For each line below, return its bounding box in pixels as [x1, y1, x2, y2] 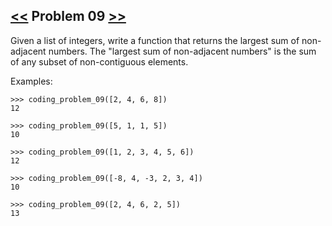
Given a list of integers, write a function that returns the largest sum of [10, 34, 300, 46]
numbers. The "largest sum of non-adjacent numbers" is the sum [48, 45, 317, 57]
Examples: [10, 75, 53, 87]
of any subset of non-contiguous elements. [10, 55, 189, 68]
